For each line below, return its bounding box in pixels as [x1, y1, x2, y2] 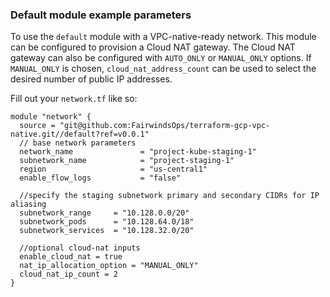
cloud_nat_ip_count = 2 [19, 269, 118, 280]
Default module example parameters [10, 8, 192, 22]
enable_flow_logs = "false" [19, 173, 182, 183]
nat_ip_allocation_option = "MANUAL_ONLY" [19, 261, 199, 271]
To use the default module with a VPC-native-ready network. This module [10, 31, 317, 43]
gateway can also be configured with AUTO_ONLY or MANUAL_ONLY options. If [10, 52, 312, 64]
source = [19, 121, 56, 131]
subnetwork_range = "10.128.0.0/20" [19, 208, 190, 218]
